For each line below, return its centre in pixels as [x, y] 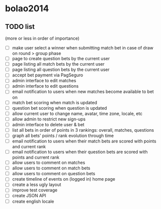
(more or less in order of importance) [42, 38]
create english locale [33, 201]
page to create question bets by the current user [61, 59]
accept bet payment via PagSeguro [48, 75]
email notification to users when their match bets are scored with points [84, 141]
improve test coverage [35, 190]
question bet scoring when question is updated [60, 108]
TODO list [20, 27]
